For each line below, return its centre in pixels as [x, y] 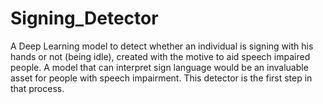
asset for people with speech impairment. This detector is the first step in [161, 78]
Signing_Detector [84, 18]
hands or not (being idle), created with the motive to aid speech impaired [160, 56]
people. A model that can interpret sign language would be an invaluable [159, 67]
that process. [37, 88]
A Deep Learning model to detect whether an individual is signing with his [162, 46]
